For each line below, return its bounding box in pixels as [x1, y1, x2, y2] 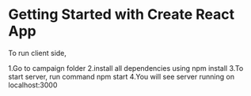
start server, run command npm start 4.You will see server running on [8, 72, 235, 81]
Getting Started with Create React [8, 6, 235, 24]
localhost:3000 [8, 80, 58, 90]
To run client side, [8, 48, 67, 57]
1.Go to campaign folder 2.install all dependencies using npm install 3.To [8, 63, 244, 72]
